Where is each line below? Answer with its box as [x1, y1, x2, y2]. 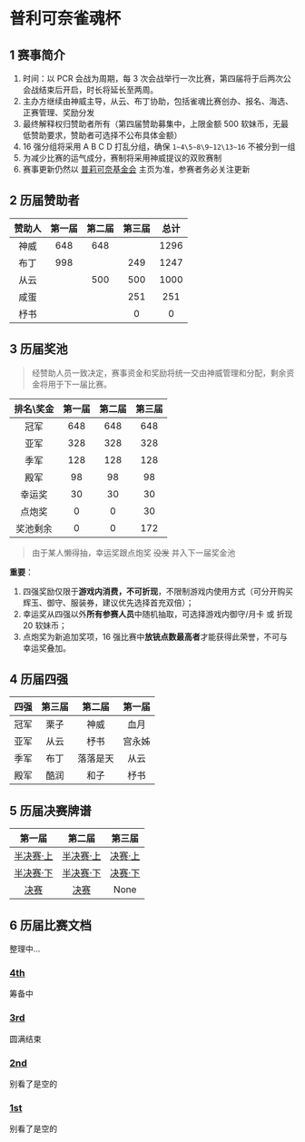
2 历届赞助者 [9, 192, 80, 209]
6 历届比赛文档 [9, 918, 93, 933]
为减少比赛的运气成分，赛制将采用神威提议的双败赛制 [22, 153, 222, 163]
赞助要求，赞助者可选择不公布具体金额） [30, 130, 182, 141]
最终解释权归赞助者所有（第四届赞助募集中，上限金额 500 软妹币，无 [22, 119, 281, 129]
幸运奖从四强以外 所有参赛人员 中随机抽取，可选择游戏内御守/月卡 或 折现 [22, 608, 293, 619]
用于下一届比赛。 [47, 379, 112, 389]
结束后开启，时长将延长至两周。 [38, 84, 159, 95]
